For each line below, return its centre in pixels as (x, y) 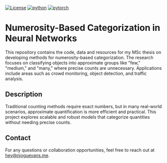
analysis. (14, 79)
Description (24, 94)
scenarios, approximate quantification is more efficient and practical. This (81, 112)
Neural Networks (41, 39)
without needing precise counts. (38, 122)
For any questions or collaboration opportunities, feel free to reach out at (80, 150)
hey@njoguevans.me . (27, 155)
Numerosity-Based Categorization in (83, 28)
